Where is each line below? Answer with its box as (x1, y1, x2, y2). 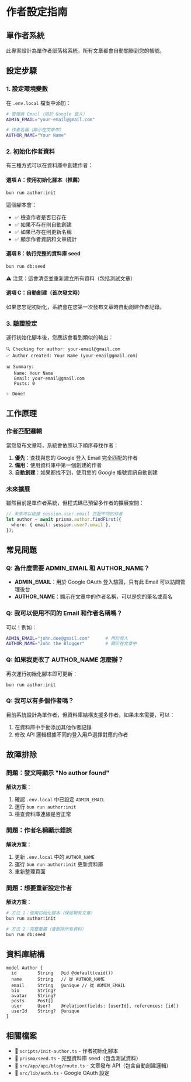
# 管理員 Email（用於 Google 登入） (6, 111, 88, 117)
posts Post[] (11, 998, 54, 1004)
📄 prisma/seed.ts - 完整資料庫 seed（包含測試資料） (14, 1055, 141, 1062)
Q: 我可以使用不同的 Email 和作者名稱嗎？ (6, 609, 123, 617)
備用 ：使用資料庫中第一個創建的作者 (14, 461, 102, 469)
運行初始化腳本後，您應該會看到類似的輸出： (6, 334, 114, 341)
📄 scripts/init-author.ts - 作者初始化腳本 (14, 1047, 119, 1054)
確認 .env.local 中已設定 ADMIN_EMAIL (14, 796, 105, 803)
